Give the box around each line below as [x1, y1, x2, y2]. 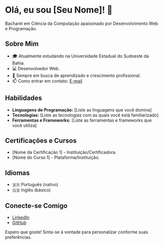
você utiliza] [12, 122, 37, 128]
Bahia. [12, 60, 25, 66]
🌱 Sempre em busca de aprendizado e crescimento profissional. [12, 73, 141, 78]
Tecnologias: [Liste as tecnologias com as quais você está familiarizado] [12, 112, 159, 118]
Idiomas [5, 169, 30, 177]
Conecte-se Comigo [5, 202, 68, 210]
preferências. [5, 234, 32, 240]
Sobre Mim [5, 40, 39, 48]
